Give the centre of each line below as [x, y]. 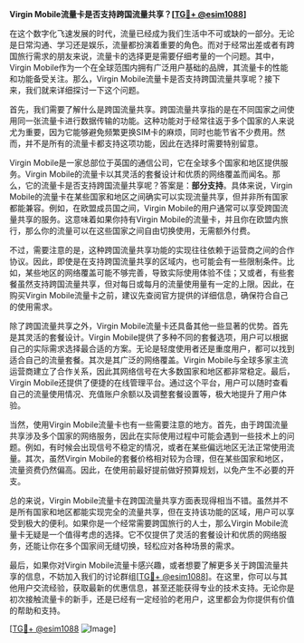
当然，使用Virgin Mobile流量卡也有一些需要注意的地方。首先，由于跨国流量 [149, 424]
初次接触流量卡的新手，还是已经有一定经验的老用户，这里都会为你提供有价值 [152, 599]
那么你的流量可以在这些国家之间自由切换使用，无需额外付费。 [140, 231]
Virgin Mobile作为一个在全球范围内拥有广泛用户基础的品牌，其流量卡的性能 [149, 68]
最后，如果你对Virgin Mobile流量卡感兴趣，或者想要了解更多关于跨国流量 [145, 565]
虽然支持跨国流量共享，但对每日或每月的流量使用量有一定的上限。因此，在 [156, 284]
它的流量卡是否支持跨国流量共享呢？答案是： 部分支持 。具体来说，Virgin [159, 185]
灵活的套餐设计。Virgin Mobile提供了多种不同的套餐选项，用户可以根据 [157, 337]
